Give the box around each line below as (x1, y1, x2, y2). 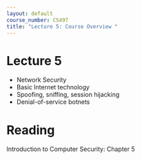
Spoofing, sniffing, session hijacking (16, 91, 120, 99)
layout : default (6, 10, 53, 17)
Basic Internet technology (16, 83, 90, 91)
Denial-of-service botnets (16, 98, 90, 106)
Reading (6, 122, 55, 138)
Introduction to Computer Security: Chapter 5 (6, 145, 135, 153)
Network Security (16, 75, 67, 84)
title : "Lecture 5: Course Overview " (6, 23, 118, 30)
